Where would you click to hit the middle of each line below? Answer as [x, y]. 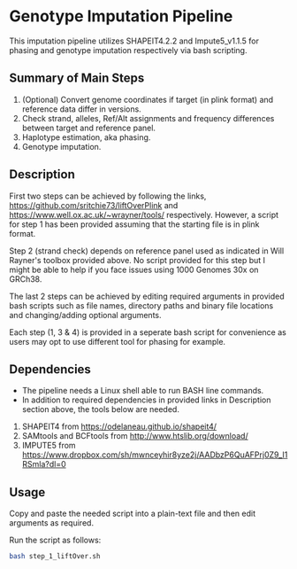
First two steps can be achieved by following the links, [108, 196]
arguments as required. [52, 523]
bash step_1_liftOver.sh [55, 557]
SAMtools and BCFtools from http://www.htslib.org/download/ [135, 436]
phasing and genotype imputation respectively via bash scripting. [128, 50]
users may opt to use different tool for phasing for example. [118, 341]
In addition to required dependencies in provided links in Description [146, 400]
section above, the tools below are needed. [100, 409]
